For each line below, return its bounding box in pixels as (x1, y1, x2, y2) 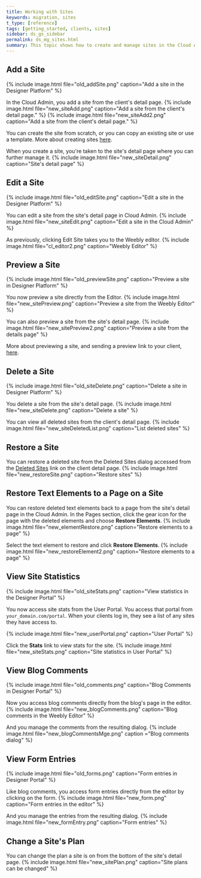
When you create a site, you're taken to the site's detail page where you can (6, 147, 194, 154)
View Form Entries (6, 754, 76, 764)
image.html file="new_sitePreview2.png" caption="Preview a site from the (6, 325, 189, 332)
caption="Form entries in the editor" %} (6, 800, 105, 808)
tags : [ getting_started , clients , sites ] (6, 25, 111, 32)
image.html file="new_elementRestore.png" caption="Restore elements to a (6, 523, 193, 531)
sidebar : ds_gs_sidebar (6, 31, 66, 37)
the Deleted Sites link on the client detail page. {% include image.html (6, 464, 178, 472)
